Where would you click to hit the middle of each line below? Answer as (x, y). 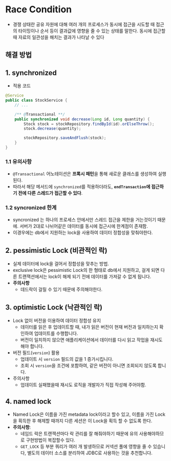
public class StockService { (36, 100)
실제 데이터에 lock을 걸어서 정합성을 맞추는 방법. (61, 264)
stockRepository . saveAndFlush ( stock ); (65, 138)
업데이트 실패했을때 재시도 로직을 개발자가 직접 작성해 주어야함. (83, 385)
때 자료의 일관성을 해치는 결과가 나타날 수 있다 (58, 37)
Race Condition (39, 10)
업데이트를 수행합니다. (56, 334)
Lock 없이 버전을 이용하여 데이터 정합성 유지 (57, 321)
